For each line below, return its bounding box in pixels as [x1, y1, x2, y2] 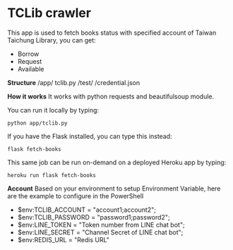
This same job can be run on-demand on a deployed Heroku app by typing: [7, 158, 227, 166]
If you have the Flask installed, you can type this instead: [7, 132, 172, 140]
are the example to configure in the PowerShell [7, 191, 144, 200]
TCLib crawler [7, 5, 92, 21]
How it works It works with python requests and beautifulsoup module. [7, 92, 214, 101]
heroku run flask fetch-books [7, 171, 97, 178]
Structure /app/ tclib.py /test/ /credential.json [7, 78, 140, 86]
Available [17, 64, 44, 73]
